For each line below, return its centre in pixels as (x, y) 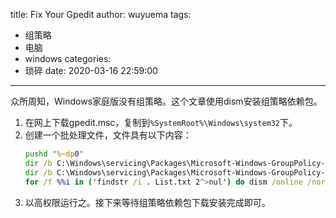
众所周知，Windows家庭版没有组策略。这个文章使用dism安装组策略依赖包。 (166, 101)
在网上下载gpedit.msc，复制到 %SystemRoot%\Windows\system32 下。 (161, 122)
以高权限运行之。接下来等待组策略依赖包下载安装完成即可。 (147, 202)
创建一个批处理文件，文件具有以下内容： (108, 135)
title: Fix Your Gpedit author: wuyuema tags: (101, 14)
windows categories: (68, 58)
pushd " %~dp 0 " (54, 154)
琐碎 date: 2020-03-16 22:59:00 (91, 70)
